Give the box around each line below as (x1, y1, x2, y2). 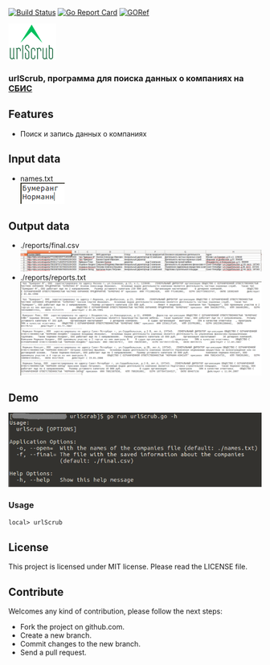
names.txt (19, 173, 54, 183)
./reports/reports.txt (19, 272, 87, 282)
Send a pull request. (19, 647, 87, 658)
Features (8, 108, 54, 121)
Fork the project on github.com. (19, 622, 125, 632)
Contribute (8, 585, 64, 598)
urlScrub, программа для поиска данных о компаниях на (8, 72, 244, 84)
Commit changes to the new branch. (19, 639, 141, 649)
